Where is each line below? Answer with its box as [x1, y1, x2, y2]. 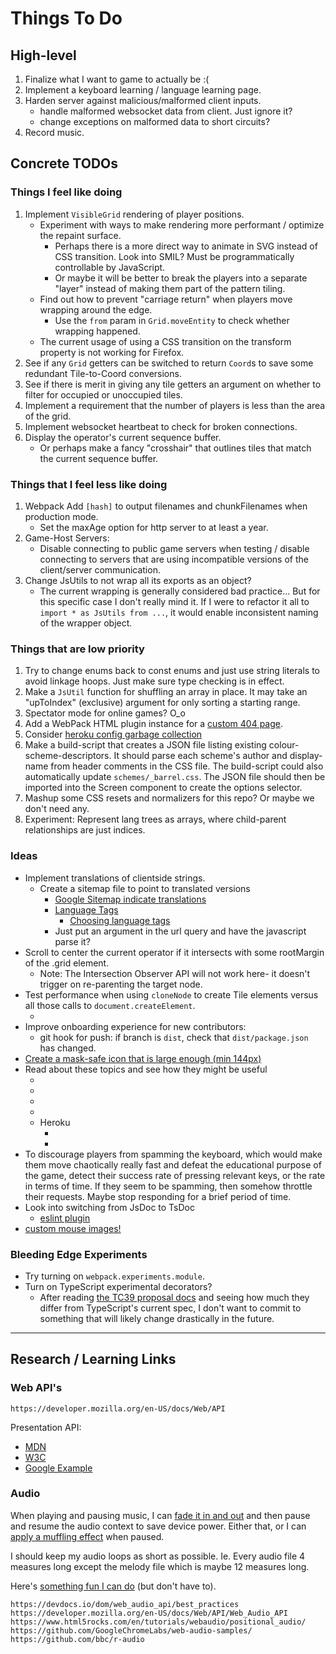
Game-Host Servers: [24, 532, 110, 544]
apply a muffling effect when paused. [10, 1530, 165, 1542]
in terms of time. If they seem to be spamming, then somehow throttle [24, 1180, 313, 1192]
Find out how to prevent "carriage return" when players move [39, 293, 293, 305]
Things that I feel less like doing [10, 477, 168, 491]
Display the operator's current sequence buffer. [24, 431, 222, 443]
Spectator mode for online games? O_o [24, 707, 186, 719]
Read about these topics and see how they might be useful [24, 1063, 268, 1075]
